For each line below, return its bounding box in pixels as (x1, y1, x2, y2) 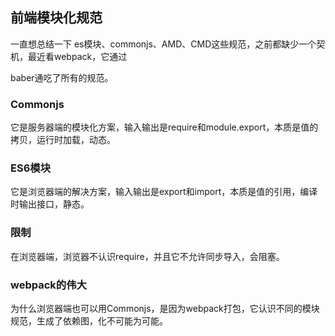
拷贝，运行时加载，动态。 (10, 134, 116, 146)
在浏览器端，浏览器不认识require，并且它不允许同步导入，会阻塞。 (10, 250, 285, 262)
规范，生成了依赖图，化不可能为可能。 (10, 315, 168, 327)
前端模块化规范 (10, 9, 103, 27)
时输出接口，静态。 (10, 198, 90, 210)
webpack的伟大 (10, 278, 87, 292)
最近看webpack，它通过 (27, 50, 128, 62)
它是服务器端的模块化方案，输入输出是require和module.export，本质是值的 (10, 121, 319, 133)
